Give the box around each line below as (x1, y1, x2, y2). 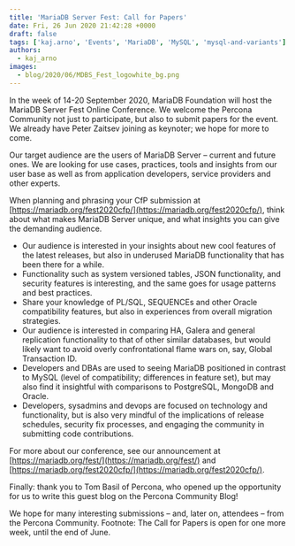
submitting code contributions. (21, 428, 134, 439)
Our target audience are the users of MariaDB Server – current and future (9, 150, 276, 160)
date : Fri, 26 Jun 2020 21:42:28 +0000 (9, 21, 156, 30)
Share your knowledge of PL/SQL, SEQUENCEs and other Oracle (21, 296, 258, 307)
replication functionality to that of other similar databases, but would (21, 334, 271, 345)
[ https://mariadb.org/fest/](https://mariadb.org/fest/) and (9, 455, 216, 465)
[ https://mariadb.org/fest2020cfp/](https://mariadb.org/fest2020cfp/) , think (9, 204, 285, 215)
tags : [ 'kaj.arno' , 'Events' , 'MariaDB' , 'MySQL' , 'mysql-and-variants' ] (9, 37, 287, 47)
